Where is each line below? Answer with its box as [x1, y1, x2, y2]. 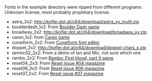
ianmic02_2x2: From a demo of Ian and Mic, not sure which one [11, 50, 141, 56]
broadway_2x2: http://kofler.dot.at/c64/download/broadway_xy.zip [11, 29, 147, 35]
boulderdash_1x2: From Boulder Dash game [11, 24, 100, 30]
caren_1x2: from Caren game [11, 34, 70, 40]
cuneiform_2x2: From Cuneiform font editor [11, 40, 100, 45]
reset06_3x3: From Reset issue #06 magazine [11, 65, 105, 71]
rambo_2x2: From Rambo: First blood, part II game [11, 55, 114, 61]
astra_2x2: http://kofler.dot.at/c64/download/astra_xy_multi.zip [11, 19, 140, 24]
